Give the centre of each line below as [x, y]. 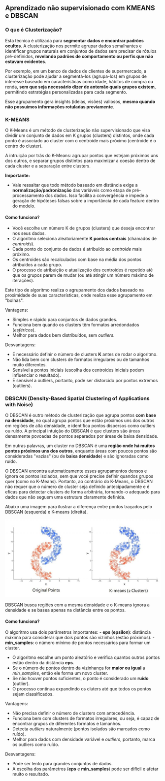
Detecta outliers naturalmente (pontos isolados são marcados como [81, 729]
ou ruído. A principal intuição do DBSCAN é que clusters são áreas [73, 431]
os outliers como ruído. [36, 745]
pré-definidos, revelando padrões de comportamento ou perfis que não [79, 56]
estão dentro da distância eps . [43, 663]
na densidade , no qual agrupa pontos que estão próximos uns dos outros [80, 421]
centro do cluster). [24, 146]
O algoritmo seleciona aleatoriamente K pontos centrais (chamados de [84, 239]
